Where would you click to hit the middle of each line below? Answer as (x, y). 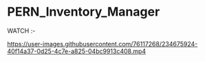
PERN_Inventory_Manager (84, 12)
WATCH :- (21, 31)
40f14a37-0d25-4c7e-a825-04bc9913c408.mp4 (77, 51)
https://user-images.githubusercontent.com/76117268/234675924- (102, 44)
